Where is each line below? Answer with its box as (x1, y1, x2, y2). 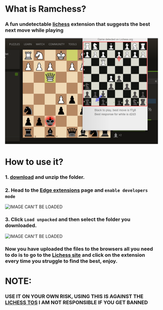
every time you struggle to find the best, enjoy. (5, 257, 118, 264)
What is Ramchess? (5, 3, 86, 15)
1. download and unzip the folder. (5, 174, 85, 181)
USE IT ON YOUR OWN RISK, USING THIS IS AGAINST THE (5, 293, 144, 300)
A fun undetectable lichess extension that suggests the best (5, 21, 150, 28)
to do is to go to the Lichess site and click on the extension (5, 252, 146, 258)
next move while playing (5, 27, 64, 34)
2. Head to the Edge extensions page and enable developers (5, 187, 148, 193)
